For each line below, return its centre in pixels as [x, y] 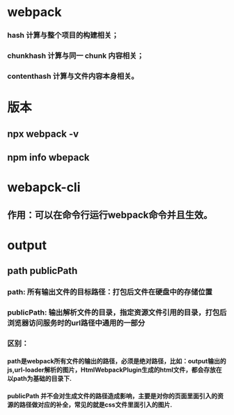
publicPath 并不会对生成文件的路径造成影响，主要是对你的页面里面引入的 [112, 396]
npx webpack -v [43, 134]
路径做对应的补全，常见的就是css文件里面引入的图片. [96, 405]
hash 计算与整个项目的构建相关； [63, 36]
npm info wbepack [48, 157]
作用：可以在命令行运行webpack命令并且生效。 [110, 214]
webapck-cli [44, 187]
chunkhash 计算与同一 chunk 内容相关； [76, 56]
